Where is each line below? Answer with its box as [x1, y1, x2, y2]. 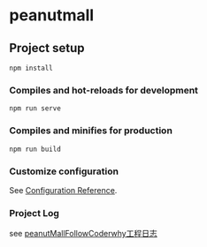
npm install [9, 64, 53, 72]
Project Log [9, 206, 60, 219]
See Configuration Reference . [9, 184, 118, 195]
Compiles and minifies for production [9, 124, 172, 137]
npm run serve [9, 104, 62, 113]
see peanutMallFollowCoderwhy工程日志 [9, 228, 157, 239]
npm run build [9, 145, 62, 153]
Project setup [9, 41, 86, 56]
